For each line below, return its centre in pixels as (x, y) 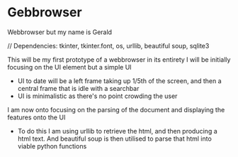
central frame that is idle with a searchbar (78, 88)
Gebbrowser (45, 12)
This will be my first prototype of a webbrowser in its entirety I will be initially (119, 59)
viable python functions (52, 146)
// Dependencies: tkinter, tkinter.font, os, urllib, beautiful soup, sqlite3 (108, 45)
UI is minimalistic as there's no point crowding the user (97, 96)
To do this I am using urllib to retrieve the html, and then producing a (117, 131)
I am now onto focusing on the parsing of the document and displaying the (116, 109)
